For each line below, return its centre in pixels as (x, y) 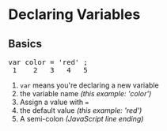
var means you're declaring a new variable (89, 85)
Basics (25, 44)
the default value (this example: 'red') (81, 110)
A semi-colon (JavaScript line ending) (82, 119)
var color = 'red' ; (48, 62)
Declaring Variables (74, 15)
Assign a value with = (54, 102)
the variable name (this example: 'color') (85, 94)
